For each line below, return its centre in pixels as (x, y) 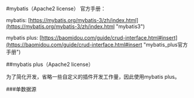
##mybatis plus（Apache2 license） (50, 64)
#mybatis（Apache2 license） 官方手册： (56, 8)
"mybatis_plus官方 (166, 45)
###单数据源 (21, 89)
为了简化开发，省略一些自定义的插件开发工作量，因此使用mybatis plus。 (93, 77)
